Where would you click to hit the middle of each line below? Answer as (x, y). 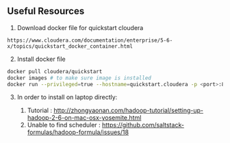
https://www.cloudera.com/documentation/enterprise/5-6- (90, 40)
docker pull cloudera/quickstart (55, 71)
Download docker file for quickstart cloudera (80, 27)
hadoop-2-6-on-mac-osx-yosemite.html (84, 118)
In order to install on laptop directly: (67, 97)
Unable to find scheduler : (64, 125)
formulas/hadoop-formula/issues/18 (78, 132)
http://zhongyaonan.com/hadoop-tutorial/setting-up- (129, 110)
